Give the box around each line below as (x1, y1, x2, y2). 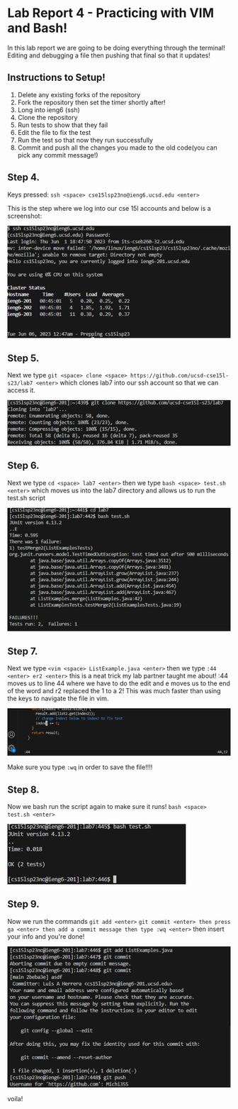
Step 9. (7, 898, 40, 910)
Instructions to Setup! (7, 72, 106, 84)
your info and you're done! (7, 932, 85, 941)
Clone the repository (17, 113, 78, 121)
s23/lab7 (7, 380, 33, 387)
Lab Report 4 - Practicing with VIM (7, 5, 215, 21)
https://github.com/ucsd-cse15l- (130, 373, 229, 380)
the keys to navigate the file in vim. (7, 694, 109, 702)
